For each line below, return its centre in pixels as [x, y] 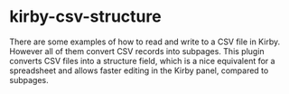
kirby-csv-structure [85, 17]
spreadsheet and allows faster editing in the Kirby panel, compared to [139, 70]
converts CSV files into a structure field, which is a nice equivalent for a [142, 61]
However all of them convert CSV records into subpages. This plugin [137, 51]
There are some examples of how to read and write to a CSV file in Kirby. [145, 42]
